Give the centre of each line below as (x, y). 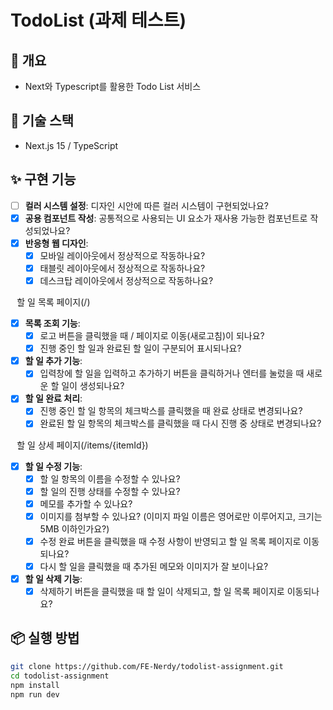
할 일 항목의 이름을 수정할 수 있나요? (110, 478)
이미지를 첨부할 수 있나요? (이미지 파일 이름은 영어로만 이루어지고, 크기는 (181, 516)
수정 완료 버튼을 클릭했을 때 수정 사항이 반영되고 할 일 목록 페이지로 (170, 541)
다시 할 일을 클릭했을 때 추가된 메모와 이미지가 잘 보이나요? (154, 566)
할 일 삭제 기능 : (53, 578)
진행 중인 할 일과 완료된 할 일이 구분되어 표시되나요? (140, 348)
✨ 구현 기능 (43, 179)
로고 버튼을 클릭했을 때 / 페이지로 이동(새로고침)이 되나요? (152, 336)
